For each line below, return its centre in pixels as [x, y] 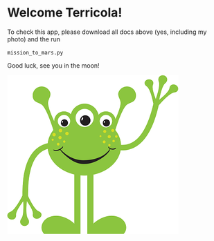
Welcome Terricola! [65, 13]
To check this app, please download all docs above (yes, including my [107, 32]
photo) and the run [34, 39]
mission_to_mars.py [35, 52]
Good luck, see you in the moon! [53, 65]
